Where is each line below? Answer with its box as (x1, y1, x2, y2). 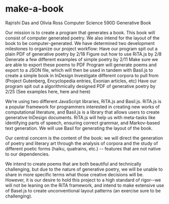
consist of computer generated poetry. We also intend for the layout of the (5, 35, 160, 41)
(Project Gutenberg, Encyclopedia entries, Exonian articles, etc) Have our (5, 78, 157, 84)
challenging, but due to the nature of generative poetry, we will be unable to (5, 166, 163, 172)
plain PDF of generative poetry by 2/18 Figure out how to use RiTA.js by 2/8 (5, 51, 162, 57)
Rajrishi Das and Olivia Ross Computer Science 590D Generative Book (5, 20, 151, 26)
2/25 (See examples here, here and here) (5, 88, 91, 94)
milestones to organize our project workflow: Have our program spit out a (5, 45, 158, 52)
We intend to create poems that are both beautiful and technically (5, 161, 142, 167)
